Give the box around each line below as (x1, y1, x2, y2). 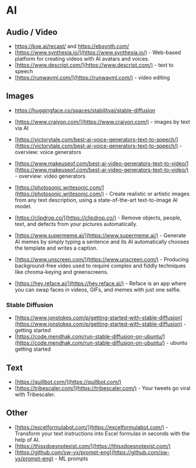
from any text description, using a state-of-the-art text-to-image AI (14, 196, 178, 204)
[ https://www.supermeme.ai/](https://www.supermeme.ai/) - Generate (14, 231, 187, 239)
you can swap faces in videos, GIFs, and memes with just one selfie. (14, 286, 181, 293)
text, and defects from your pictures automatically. (14, 220, 138, 227)
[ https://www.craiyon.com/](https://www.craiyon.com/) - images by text (14, 118, 190, 125)
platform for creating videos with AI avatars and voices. (14, 55, 149, 62)
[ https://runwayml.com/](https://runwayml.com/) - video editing (14, 74, 170, 81)
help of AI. (14, 436, 40, 443)
